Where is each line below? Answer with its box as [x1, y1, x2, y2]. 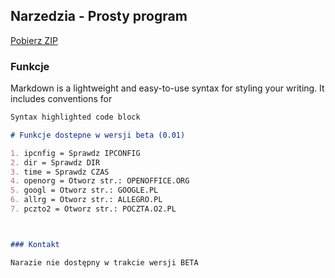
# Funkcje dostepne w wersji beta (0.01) [10, 130, 186, 140]
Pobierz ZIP [10, 34, 58, 46]
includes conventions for [10, 93, 113, 105]
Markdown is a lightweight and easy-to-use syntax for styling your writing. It [10, 82, 325, 94]
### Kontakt [10, 239, 60, 249]
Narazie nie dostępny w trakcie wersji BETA [10, 257, 199, 268]
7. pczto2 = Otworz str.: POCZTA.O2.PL [10, 204, 177, 214]
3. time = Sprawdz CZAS [10, 167, 110, 177]
